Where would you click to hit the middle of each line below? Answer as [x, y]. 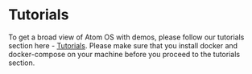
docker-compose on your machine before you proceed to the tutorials [124, 54]
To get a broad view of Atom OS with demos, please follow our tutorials [126, 37]
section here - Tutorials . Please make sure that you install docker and [123, 45]
